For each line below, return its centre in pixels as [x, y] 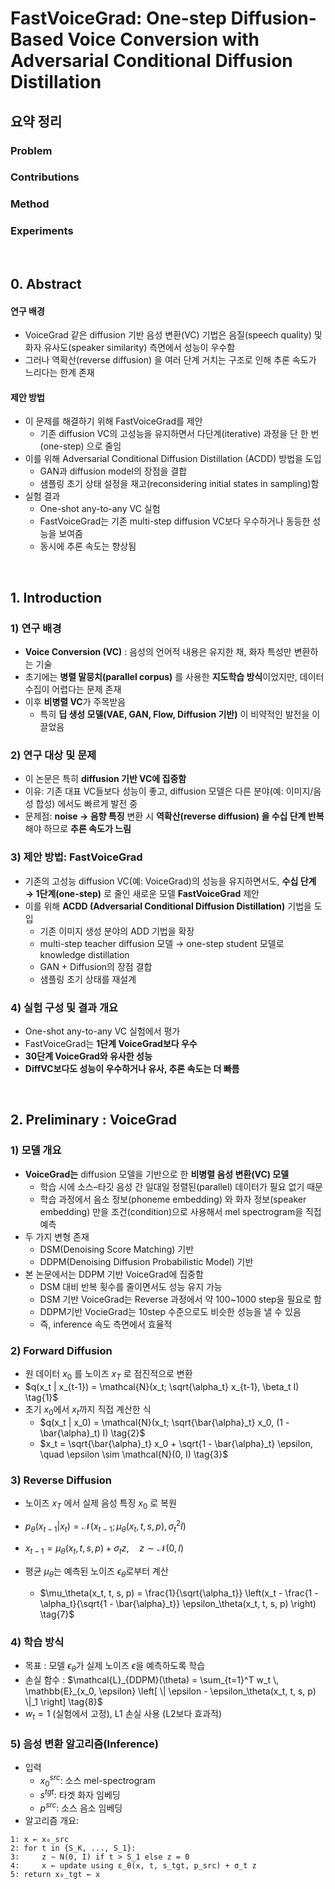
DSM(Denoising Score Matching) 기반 [117, 1249]
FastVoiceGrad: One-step [118, 18]
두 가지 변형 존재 [57, 1236]
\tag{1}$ [41, 1397]
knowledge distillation [84, 954]
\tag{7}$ [57, 1614]
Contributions [45, 177]
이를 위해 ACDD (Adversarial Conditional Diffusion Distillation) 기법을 [168, 906]
